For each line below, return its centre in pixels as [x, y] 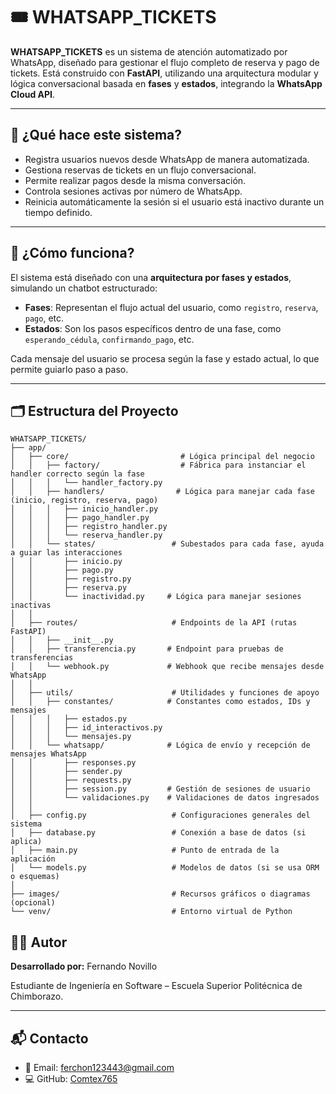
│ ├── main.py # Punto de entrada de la [145, 850]
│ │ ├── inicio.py [66, 562]
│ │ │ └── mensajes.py [71, 737]
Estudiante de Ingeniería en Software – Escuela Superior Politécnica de [156, 986]
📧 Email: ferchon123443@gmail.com [99, 1067]
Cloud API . [33, 94]
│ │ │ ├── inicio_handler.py [84, 509]
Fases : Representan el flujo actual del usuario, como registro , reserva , [171, 307]
